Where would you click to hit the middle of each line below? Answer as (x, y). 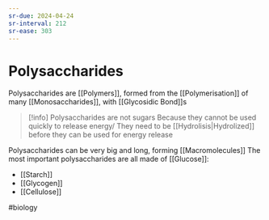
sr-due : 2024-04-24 (41, 16)
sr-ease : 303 (30, 31)
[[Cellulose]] (41, 192)
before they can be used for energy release (101, 135)
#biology (23, 208)
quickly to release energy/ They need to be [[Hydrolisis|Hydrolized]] (141, 126)
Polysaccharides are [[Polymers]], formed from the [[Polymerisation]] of (128, 93)
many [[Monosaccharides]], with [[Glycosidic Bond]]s (98, 102)
